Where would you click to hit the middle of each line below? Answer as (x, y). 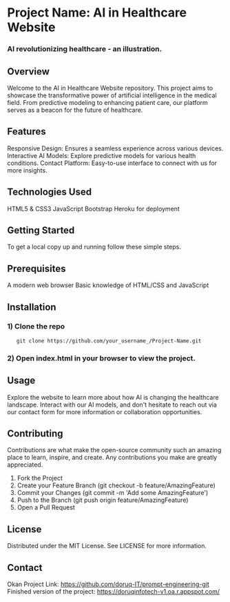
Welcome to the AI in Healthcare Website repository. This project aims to (110, 88)
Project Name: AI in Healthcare (97, 13)
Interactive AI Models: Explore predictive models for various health (102, 155)
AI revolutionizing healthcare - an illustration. (85, 49)
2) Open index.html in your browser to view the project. (102, 358)
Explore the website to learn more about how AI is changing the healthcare (113, 397)
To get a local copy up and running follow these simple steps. (94, 247)
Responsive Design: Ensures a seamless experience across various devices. (115, 148)
